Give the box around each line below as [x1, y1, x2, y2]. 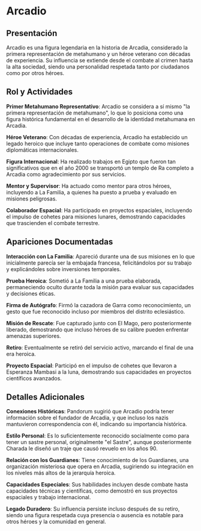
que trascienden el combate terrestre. [6, 219, 100, 226]
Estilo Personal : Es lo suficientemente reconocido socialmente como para [6, 432, 190, 439]
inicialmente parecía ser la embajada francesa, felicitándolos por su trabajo [6, 259, 192, 266]
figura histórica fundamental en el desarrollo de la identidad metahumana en [6, 115, 196, 122]
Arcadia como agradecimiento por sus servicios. [6, 170, 126, 178]
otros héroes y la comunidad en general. [6, 518, 106, 526]
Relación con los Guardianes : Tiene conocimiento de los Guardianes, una [6, 457, 189, 464]
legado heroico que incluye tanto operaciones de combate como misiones [6, 140, 190, 147]
